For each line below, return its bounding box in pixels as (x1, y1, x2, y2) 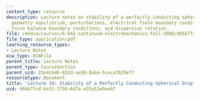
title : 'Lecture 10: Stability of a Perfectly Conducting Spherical (6, 81, 180, 87)
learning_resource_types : (6, 42, 70, 48)
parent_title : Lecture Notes (6, 58, 79, 64)
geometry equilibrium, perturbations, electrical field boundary (11, 20, 177, 26)
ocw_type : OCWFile (6, 53, 52, 59)
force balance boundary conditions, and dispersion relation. (11, 25, 169, 31)
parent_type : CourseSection (6, 64, 76, 70)
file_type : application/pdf (6, 36, 76, 42)
